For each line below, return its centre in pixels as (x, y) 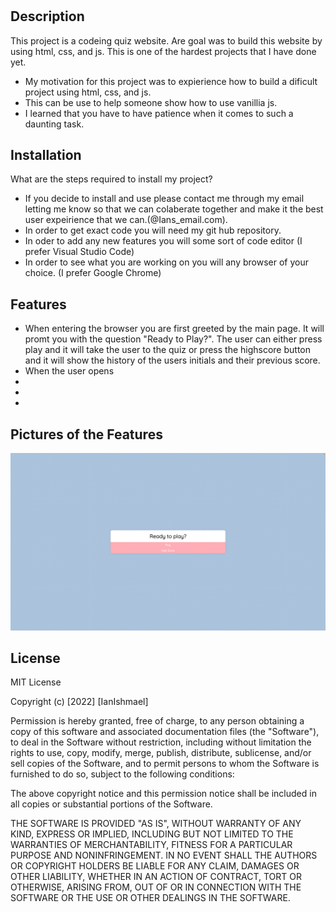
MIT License (36, 682)
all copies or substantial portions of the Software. (111, 804)
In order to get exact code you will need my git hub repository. (153, 230)
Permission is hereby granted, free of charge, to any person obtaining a (157, 721)
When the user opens (69, 371)
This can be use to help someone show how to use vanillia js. (151, 102)
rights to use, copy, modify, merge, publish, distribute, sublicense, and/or (161, 753)
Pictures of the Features (86, 434)
